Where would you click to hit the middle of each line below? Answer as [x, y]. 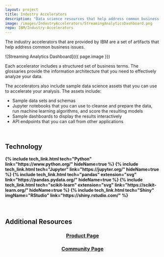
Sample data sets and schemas [44, 101]
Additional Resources [39, 222]
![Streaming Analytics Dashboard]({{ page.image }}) [58, 56]
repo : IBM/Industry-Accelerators [39, 28]
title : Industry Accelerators [36, 14]
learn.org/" [17, 190]
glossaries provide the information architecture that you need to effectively [81, 71]
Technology [24, 146]
